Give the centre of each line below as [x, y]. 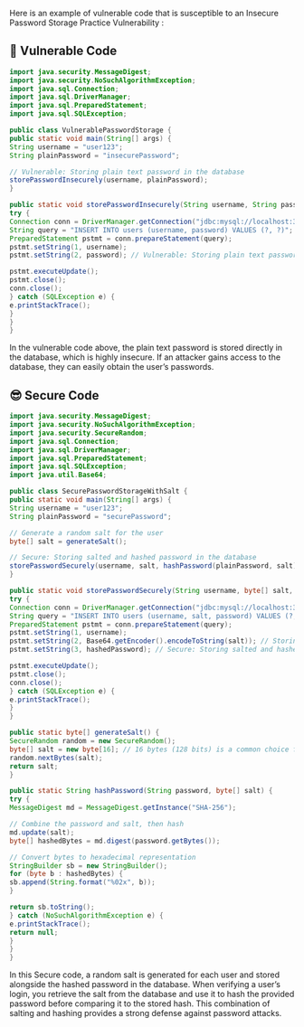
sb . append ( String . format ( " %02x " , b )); [82, 882]
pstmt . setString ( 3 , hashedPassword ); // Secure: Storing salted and [141, 650]
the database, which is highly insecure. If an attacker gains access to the [145, 357]
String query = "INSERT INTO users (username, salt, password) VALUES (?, [153, 616]
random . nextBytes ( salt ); [56, 758]
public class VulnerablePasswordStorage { [90, 130]
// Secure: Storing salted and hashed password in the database [133, 558]
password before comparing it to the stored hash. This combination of [140, 1003]
